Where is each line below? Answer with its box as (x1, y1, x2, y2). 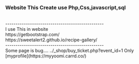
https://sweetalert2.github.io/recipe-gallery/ (5, 37, 98, 43)
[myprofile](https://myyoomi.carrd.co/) (5, 53, 87, 59)
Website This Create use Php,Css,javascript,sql (5, 4, 126, 11)
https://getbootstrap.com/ (5, 32, 60, 38)
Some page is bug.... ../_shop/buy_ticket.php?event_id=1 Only (5, 47, 134, 54)
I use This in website (5, 26, 48, 32)
